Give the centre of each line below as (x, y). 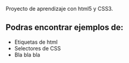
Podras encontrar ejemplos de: (64, 27)
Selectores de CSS (37, 48)
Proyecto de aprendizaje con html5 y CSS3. (59, 9)
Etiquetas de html (36, 42)
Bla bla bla (27, 55)
